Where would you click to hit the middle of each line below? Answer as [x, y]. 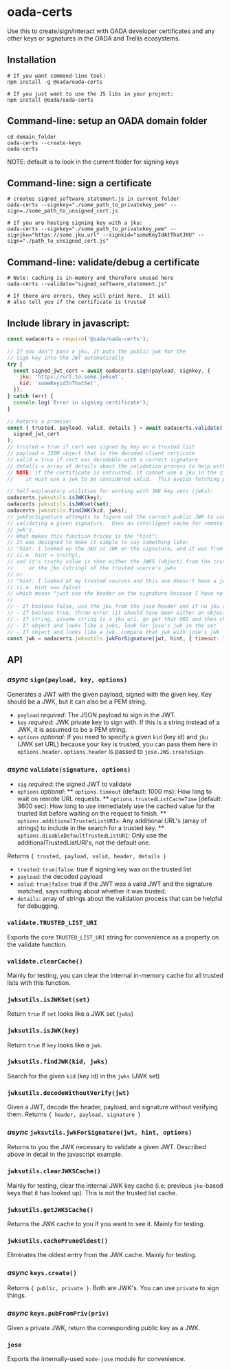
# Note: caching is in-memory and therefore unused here [90, 278]
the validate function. [37, 944]
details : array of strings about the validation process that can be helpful [120, 899]
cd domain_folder [32, 137]
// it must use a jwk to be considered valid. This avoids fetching [113, 479]
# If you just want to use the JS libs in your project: [90, 94]
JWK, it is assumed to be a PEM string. [72, 730]
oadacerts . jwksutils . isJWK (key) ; [55, 498]
